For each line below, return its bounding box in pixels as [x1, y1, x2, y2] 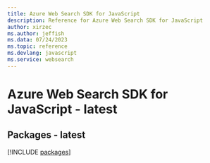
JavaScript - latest [7, 101, 118, 117]
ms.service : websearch [7, 56, 74, 63]
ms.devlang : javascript [7, 50, 78, 57]
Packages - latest [7, 129, 86, 141]
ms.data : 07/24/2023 [7, 37, 68, 44]
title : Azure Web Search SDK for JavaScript [7, 10, 140, 18]
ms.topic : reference [7, 43, 68, 50]
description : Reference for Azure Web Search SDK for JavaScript [7, 17, 203, 24]
